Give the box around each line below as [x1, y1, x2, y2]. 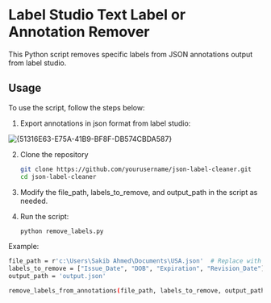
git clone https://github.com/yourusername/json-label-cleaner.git [19, 165, 252, 173]
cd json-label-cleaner [19, 172, 97, 181]
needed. [19, 196, 48, 205]
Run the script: [19, 211, 69, 221]
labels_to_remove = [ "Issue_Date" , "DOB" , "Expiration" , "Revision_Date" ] [8, 264, 265, 273]
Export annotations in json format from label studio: [19, 118, 191, 128]
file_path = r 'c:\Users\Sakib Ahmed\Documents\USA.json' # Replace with [8, 257, 262, 265]
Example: [8, 242, 40, 251]
